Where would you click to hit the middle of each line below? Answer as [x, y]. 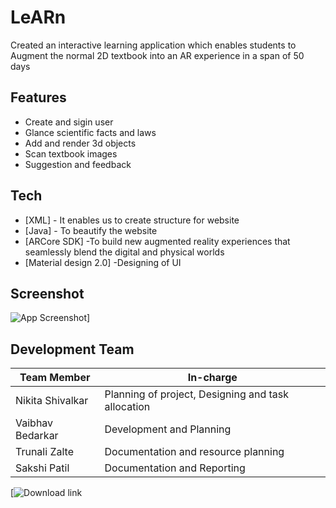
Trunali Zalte [44, 452]
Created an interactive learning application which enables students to [153, 45]
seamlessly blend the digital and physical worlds [124, 252]
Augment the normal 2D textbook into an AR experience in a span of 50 [157, 55]
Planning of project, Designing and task [197, 394]
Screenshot [47, 293]
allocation [127, 407]
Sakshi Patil [42, 468]
